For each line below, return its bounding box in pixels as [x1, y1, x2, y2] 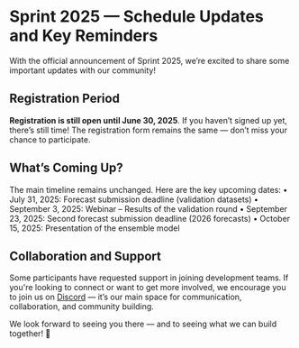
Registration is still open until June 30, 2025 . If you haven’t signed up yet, [9, 114, 288, 125]
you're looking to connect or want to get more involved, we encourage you [9, 282, 286, 293]
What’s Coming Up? [9, 160, 123, 176]
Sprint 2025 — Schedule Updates [9, 6, 264, 27]
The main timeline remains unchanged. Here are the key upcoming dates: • [9, 184, 288, 195]
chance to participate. [9, 133, 91, 145]
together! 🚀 [9, 328, 51, 339]
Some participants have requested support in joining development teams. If [9, 272, 289, 283]
